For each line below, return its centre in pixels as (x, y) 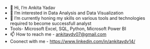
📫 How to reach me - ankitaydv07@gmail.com (58, 34)
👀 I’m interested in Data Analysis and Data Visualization (67, 13)
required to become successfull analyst (50, 23)
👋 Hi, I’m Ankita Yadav (32, 8)
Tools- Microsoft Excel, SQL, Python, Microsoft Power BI (68, 29)
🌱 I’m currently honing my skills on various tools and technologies (77, 18)
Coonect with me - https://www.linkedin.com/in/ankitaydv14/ (72, 41)
